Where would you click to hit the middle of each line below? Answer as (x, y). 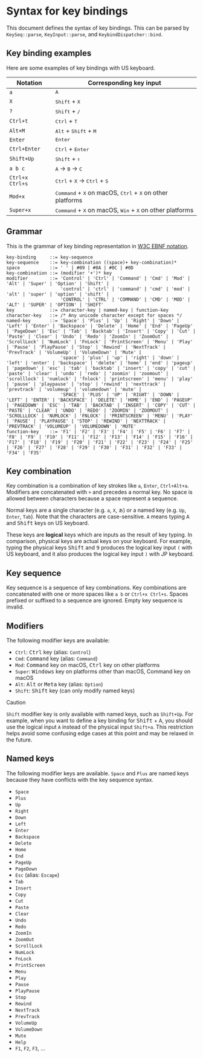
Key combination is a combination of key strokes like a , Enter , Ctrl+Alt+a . (98, 486)
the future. (19, 740)
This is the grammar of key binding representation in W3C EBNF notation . (98, 246)
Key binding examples (49, 53)
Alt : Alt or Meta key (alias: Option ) (59, 684)
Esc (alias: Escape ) (37, 875)
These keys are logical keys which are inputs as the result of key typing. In (99, 535)
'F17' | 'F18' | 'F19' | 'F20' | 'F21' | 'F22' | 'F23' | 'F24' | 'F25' (100, 442)
